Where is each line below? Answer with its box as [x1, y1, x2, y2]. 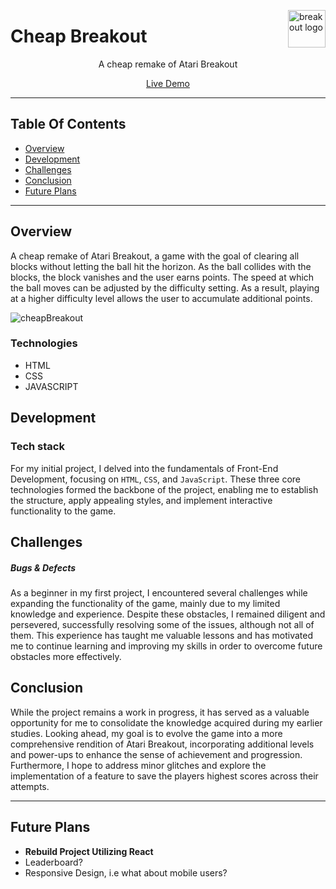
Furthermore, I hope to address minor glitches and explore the [10, 759, 267, 771]
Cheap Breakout [10, 25, 148, 48]
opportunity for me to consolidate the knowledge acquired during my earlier [10, 716, 323, 729]
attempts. [10, 780, 50, 792]
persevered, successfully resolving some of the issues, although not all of [10, 618, 315, 630]
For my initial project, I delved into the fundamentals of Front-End [10, 462, 279, 474]
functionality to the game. [10, 505, 117, 517]
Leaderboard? [24, 856, 83, 868]
